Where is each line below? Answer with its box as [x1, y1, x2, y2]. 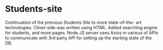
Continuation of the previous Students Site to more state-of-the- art [5, 19, 142, 25]
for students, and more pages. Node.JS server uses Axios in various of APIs [5, 30, 159, 35]
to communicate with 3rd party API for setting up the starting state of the [5, 35, 152, 41]
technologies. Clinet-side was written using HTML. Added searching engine [5, 24, 158, 30]
